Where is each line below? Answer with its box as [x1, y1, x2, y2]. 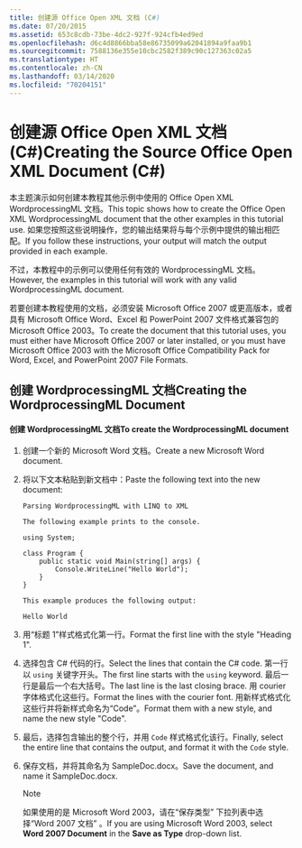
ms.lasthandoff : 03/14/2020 [9, 72, 115, 81]
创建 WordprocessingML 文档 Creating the [9, 383, 248, 398]
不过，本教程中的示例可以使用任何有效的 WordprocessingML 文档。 [9, 263, 261, 275]
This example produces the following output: [22, 596, 197, 605]
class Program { [22, 549, 84, 558]
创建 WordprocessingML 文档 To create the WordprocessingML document [9, 423, 289, 434]
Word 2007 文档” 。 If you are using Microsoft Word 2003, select [33, 818, 273, 829]
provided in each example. [9, 245, 108, 256]
